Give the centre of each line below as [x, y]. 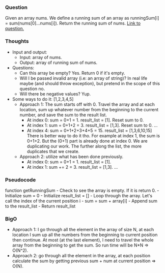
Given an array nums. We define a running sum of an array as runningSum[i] [82, 18]
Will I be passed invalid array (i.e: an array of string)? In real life [83, 78]
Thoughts [17, 41]
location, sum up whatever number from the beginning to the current [89, 109]
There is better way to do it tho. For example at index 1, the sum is [93, 136]
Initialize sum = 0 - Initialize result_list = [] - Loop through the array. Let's [79, 195]
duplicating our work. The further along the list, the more [84, 146]
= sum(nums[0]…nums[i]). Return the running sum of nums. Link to [73, 23]
